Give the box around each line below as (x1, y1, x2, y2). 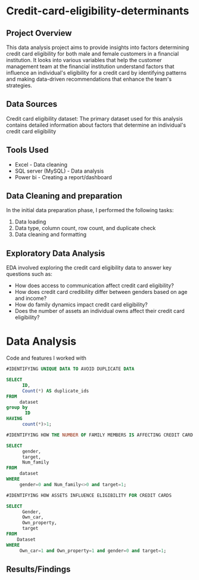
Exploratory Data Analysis (6, 248, 105, 258)
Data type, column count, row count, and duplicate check (14, 225, 156, 232)
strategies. (6, 82, 33, 89)
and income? (14, 294, 47, 302)
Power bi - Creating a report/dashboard (14, 173, 112, 180)
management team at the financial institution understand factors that (6, 63, 175, 70)
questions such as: (6, 271, 52, 278)
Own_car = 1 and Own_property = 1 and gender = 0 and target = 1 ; (19, 548, 167, 554)
